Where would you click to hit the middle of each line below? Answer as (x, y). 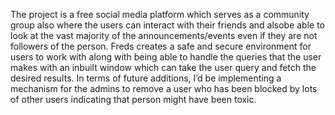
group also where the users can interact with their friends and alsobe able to (168, 25)
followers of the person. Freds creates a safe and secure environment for (161, 46)
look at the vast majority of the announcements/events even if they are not (164, 35)
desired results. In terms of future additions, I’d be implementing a (146, 78)
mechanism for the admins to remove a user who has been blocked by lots (164, 88)
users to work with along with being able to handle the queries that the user (166, 57)
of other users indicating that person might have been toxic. (133, 99)
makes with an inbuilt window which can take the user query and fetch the (163, 67)
